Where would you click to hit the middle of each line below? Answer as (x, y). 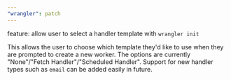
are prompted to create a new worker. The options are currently (99, 54)
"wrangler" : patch (34, 14)
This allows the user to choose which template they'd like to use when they (115, 47)
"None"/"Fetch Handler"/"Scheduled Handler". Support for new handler (110, 62)
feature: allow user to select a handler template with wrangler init (103, 33)
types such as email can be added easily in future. (80, 69)
